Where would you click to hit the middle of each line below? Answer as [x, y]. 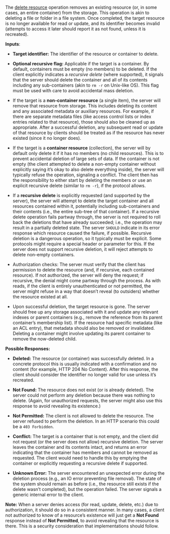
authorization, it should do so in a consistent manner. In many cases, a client [85, 510]
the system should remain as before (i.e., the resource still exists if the [86, 484]
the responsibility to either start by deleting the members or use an [82, 180]
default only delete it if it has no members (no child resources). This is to [88, 153]
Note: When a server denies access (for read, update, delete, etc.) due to [82, 504]
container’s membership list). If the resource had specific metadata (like [88, 323]
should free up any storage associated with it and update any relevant [85, 312]
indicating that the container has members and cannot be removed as [85, 452]
